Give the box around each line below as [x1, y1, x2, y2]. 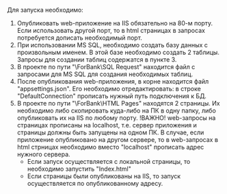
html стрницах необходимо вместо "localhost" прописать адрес [16, 143, 204, 151]
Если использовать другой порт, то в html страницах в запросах [16, 27, 205, 34]
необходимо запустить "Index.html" [27, 165, 131, 173]
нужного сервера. [16, 150, 70, 158]
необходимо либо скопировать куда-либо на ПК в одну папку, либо [16, 106, 217, 114]
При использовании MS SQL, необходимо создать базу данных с [16, 41, 209, 49]
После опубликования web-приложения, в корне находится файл [16, 77, 209, 85]
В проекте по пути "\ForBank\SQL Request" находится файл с [16, 63, 196, 71]
